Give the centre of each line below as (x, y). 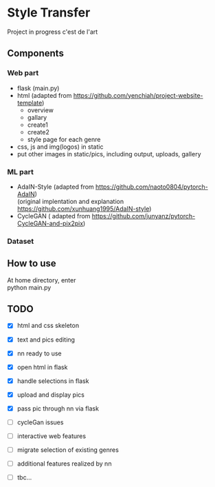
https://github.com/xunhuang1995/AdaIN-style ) (84, 209)
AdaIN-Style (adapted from (55, 187)
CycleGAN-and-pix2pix (50, 223)
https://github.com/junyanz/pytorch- (144, 216)
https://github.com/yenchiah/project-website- (138, 95)
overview (40, 110)
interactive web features (52, 436)
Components (35, 53)
